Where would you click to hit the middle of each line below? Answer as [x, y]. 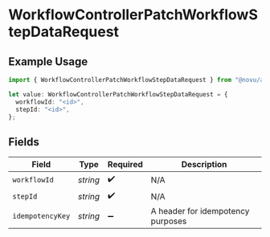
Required [125, 165]
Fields [24, 142]
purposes [169, 221]
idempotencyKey [41, 216]
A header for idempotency [200, 211]
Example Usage [48, 61]
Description [204, 165]
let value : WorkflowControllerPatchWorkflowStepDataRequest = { [118, 94]
